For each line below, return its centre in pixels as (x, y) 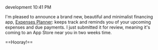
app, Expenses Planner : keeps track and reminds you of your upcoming (78, 22)
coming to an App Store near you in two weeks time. (59, 32)
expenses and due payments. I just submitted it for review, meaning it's (78, 27)
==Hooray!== (19, 42)
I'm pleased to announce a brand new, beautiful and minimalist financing (79, 17)
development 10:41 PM (28, 7)
